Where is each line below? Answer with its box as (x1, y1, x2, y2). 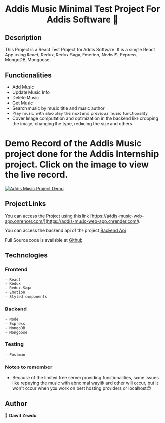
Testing (5, 341, 24, 348)
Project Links (5, 200, 46, 208)
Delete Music (12, 94, 39, 100)
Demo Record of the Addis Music (5, 138, 142, 149)
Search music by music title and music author (12, 105, 105, 111)
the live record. (5, 169, 68, 180)
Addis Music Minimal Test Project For (5, 3, 160, 15)
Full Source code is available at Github (5, 237, 82, 243)
